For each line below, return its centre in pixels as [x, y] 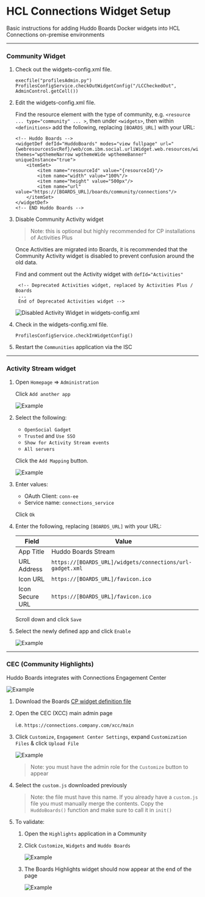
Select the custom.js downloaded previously [71, 785]
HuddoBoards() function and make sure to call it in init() [101, 810]
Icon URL [31, 579]
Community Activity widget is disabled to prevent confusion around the [105, 256]
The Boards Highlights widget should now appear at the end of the [108, 869]
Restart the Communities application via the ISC [74, 347]
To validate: [30, 821]
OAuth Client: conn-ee [51, 496]
